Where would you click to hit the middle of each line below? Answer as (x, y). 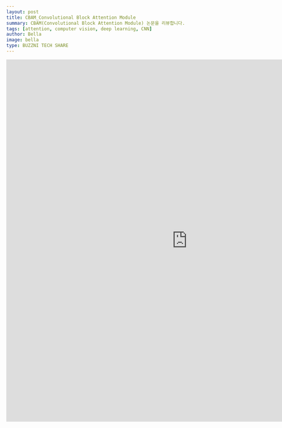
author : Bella (24, 34)
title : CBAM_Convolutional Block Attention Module (71, 18)
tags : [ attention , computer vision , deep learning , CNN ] (79, 29)
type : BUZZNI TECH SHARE (37, 46)
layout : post (23, 12)
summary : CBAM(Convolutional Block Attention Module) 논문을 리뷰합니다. (96, 23)
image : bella (23, 40)
